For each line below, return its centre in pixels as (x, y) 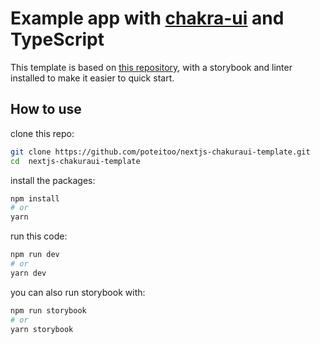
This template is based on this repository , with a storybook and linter (151, 67)
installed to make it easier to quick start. (92, 78)
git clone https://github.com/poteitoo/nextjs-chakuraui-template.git (160, 152)
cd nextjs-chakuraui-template (75, 161)
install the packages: (53, 180)
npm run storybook (48, 310)
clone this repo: (42, 133)
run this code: (39, 236)
